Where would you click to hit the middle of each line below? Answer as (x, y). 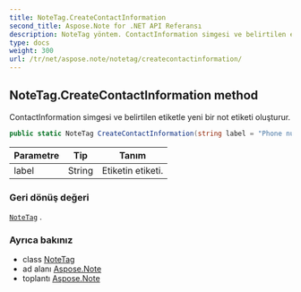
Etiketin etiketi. (133, 170)
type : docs (30, 43)
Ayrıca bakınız (41, 240)
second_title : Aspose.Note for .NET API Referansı (106, 26)
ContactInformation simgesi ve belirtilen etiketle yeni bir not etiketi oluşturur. (150, 116)
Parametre (37, 155)
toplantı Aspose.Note (61, 279)
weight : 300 (31, 51)
